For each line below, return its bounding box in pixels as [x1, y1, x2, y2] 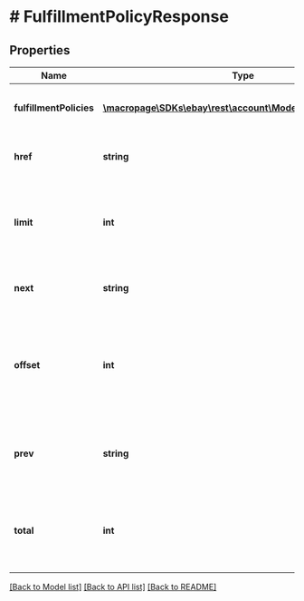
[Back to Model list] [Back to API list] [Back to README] [9, 582, 217, 592]
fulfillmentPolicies [14, 102, 95, 114]
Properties [9, 43, 71, 58]
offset [14, 359, 41, 371]
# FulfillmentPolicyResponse [9, 6, 229, 27]
